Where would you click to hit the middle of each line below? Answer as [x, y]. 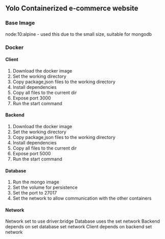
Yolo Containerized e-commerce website [72, 8]
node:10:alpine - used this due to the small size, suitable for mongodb [79, 34]
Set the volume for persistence [45, 187]
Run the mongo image [36, 182]
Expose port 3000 [32, 98]
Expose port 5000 [32, 154]
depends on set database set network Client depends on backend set [79, 227]
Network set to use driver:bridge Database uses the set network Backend [82, 221]
